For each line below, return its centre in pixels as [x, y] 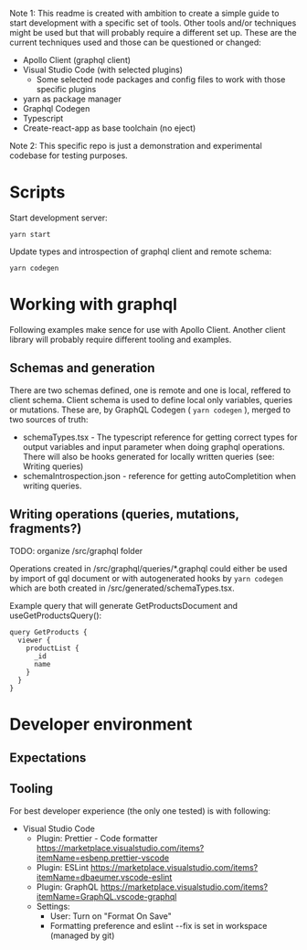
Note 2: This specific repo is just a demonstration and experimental [136, 146]
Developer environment [101, 724]
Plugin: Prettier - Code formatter [97, 838]
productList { [53, 648]
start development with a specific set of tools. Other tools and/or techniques [153, 23]
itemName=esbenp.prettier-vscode [103, 858]
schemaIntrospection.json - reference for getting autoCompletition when [159, 475]
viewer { [34, 640]
